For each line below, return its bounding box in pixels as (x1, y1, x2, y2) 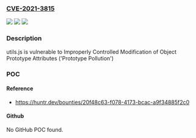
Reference (6, 85, 34, 92)
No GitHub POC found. (6, 126, 64, 133)
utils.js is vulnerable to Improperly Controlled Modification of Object (6, 48, 177, 56)
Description (6, 34, 42, 43)
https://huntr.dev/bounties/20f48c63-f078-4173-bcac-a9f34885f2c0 (15, 98, 190, 106)
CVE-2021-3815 (6, 4, 55, 13)
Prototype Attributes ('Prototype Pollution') (6, 54, 114, 62)
